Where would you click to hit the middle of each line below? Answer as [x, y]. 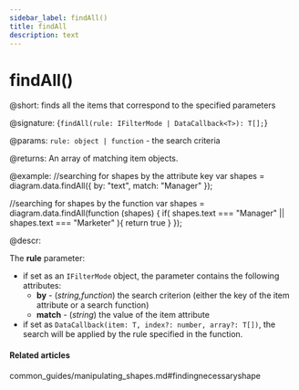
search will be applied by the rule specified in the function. [133, 334]
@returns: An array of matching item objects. [94, 158]
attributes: [42, 286]
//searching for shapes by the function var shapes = [107, 204]
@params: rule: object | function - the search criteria [115, 141]
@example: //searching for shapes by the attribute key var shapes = [137, 176]
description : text [44, 35]
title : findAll [38, 26]
